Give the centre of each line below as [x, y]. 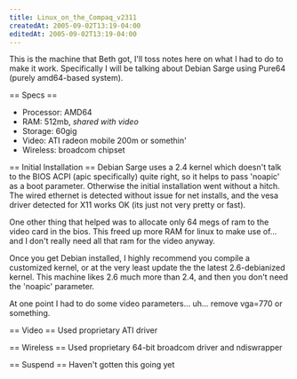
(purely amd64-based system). [66, 78]
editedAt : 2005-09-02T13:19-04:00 [73, 34]
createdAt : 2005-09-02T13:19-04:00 [75, 26]
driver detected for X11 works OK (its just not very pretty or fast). [128, 205]
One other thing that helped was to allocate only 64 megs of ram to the [139, 222]
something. [30, 313]
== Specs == [33, 95]
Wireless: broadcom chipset [74, 150]
